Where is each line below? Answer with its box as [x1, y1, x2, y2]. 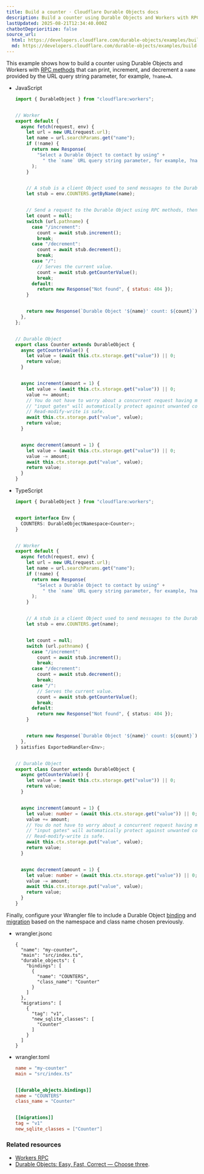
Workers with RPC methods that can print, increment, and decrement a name [6, 66, 196, 73]
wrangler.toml [15, 1053, 50, 1060]
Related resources [6, 1140, 62, 1148]
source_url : [6, 32, 36, 38]
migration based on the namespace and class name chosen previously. [6, 918, 184, 925]
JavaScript [15, 84, 42, 91]
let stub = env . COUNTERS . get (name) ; [26, 621, 119, 627]
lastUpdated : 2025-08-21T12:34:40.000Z [6, 20, 107, 26]
